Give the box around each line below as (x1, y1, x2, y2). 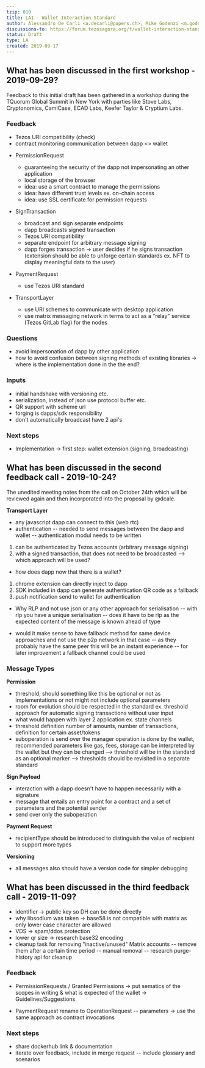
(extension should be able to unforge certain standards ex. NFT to (24, 251, 190, 259)
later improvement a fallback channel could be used (15, 649, 146, 656)
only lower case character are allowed (15, 921, 112, 928)
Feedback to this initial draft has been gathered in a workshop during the (6, 91, 189, 98)
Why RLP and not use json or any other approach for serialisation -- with (15, 605, 198, 612)
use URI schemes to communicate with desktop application (24, 306, 174, 313)
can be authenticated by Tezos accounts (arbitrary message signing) (15, 543, 189, 550)
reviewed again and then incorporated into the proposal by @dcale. (6, 495, 176, 502)
